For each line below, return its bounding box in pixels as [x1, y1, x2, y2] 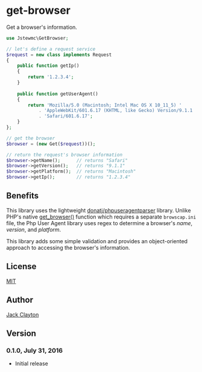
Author [6, 295, 33, 305]
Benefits [6, 191, 39, 201]
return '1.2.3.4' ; [28, 74, 74, 80]
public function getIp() [17, 63, 80, 69]
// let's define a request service [6, 46, 96, 52]
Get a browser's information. [6, 23, 77, 31]
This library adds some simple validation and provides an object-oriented [6, 237, 188, 244]
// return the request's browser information [6, 152, 122, 158]
